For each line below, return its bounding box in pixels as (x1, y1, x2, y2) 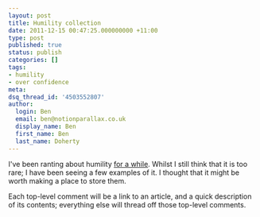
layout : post (8, 11, 52, 20)
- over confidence (8, 78, 69, 86)
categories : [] (8, 56, 59, 64)
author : (8, 100, 34, 108)
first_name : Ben (15, 130, 69, 138)
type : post (8, 33, 45, 42)
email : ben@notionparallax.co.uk (15, 115, 126, 123)
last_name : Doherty (15, 137, 80, 145)
